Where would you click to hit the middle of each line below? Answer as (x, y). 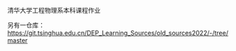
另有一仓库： (26, 25)
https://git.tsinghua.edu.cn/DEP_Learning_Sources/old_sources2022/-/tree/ (118, 33)
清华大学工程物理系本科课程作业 (54, 10)
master (18, 40)
